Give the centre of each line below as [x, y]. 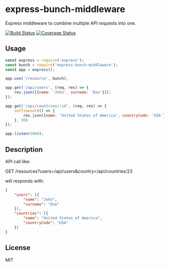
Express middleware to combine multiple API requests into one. [71, 23]
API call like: [18, 161]
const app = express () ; [30, 70]
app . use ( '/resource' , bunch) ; [37, 79]
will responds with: [25, 181]
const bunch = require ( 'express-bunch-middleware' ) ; [62, 65]
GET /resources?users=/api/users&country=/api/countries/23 [69, 171]
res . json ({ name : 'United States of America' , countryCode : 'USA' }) [95, 115]
